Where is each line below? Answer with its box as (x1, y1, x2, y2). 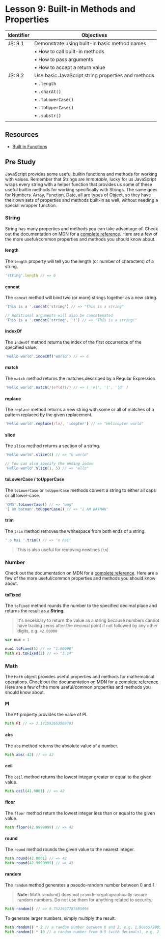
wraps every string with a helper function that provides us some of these (5, 181, 152, 187)
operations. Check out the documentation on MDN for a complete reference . (5, 679, 160, 685)
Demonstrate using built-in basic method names (34, 40, 146, 47)
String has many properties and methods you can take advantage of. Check (5, 225, 158, 232)
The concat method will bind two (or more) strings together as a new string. (5, 295, 158, 301)
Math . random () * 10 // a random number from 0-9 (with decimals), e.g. (5, 929, 155, 934)
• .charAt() (34, 88, 61, 94)
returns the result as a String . (5, 608, 65, 614)
